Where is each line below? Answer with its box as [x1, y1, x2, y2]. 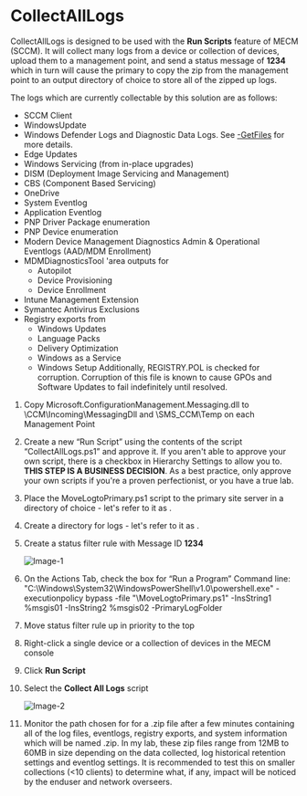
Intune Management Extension [23, 294, 140, 305]
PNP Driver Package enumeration [23, 216, 150, 227]
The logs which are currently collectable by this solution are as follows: [10, 92, 278, 103]
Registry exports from [23, 313, 106, 324]
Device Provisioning [37, 275, 112, 286]
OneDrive [23, 187, 60, 198]
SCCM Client [23, 110, 72, 120]
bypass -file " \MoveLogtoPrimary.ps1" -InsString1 [85, 592, 272, 603]
